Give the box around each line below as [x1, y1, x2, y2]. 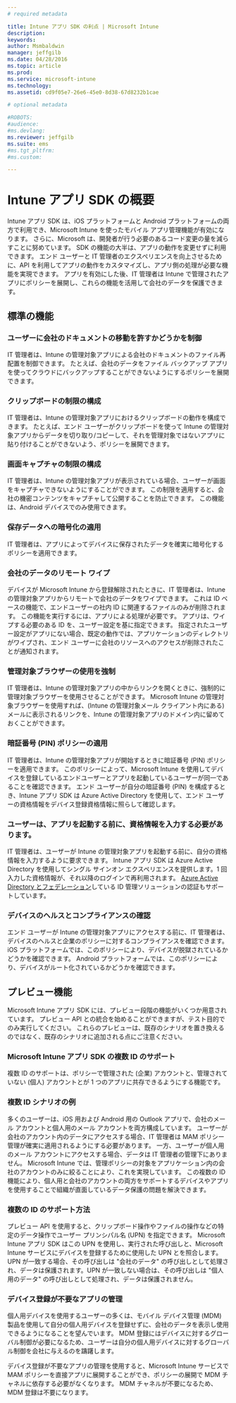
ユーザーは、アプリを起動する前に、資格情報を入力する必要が [7, 819, 216, 829]
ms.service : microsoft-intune [7, 75, 97, 83]
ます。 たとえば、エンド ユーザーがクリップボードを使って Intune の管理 [13, 423, 223, 431]
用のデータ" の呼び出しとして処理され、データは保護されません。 [7, 1275, 197, 1283]
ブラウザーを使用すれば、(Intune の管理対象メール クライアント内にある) [13, 701, 225, 710]
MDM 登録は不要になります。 [7, 1388, 92, 1397]
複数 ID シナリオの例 [7, 1098, 76, 1107]
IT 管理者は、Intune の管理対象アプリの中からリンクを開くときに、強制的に [7, 684, 226, 692]
